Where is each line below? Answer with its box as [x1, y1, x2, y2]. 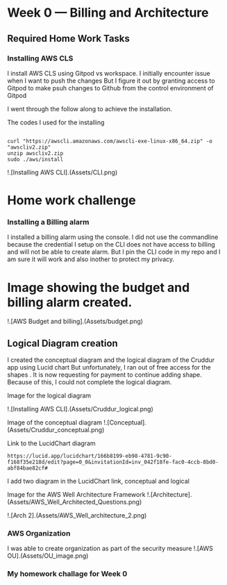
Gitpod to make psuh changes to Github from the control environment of [7, 83, 214, 92]
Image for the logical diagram [7, 391, 92, 400]
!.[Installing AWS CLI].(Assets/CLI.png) [7, 168, 118, 176]
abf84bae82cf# [7, 465, 49, 472]
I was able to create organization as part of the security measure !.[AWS [7, 544, 214, 553]
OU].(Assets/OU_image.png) [7, 552, 89, 560]
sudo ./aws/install [7, 156, 64, 163]
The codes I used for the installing [7, 118, 105, 126]
